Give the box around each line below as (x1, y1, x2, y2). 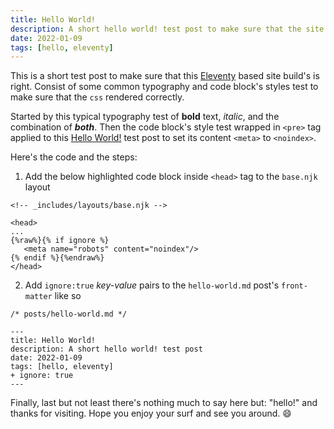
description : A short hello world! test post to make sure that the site (10, 24, 325, 34)
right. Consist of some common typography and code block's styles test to (10, 81, 319, 93)
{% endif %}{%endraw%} (10, 253, 105, 263)
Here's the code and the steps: (10, 151, 138, 163)
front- (280, 281, 308, 291)
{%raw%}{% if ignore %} (10, 236, 110, 246)
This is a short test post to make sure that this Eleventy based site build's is (10, 70, 320, 82)
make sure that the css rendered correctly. (10, 91, 185, 103)
